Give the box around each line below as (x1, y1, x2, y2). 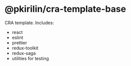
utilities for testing (11, 55, 49, 61)
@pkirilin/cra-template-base (4, 3, 127, 15)
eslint (11, 34, 23, 40)
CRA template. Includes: (4, 20, 54, 26)
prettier (11, 39, 27, 45)
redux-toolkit (11, 45, 38, 51)
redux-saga (11, 50, 36, 56)
